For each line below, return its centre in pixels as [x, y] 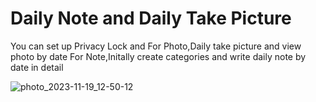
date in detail [37, 67]
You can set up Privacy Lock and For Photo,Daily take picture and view [156, 46]
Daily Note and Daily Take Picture [151, 18]
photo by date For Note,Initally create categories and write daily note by [158, 56]
